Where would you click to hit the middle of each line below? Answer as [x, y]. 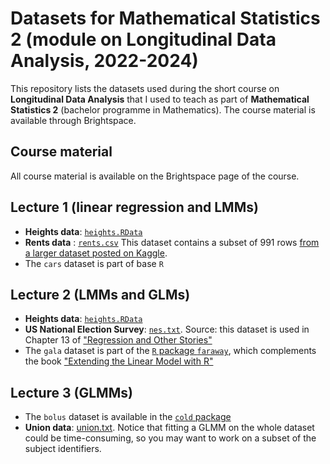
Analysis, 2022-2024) [104, 61]
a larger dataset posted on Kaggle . [96, 253]
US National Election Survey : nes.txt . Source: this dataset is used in [167, 329]
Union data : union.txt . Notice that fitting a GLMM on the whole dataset [169, 428]
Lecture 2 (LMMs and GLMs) [100, 294]
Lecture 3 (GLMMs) [71, 392]
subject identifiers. [63, 449]
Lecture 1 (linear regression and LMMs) [134, 207]
